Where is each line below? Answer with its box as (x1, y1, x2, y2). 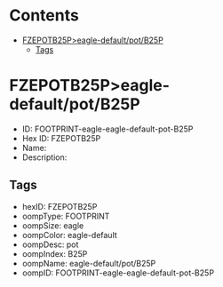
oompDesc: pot (21, 239, 79, 250)
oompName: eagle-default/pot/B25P (21, 258, 156, 268)
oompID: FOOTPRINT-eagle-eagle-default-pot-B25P (21, 267, 215, 278)
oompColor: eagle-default (21, 229, 117, 240)
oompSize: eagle (21, 219, 84, 231)
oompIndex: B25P (21, 248, 88, 259)
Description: (21, 152, 68, 163)
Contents (9, 5, 80, 26)
